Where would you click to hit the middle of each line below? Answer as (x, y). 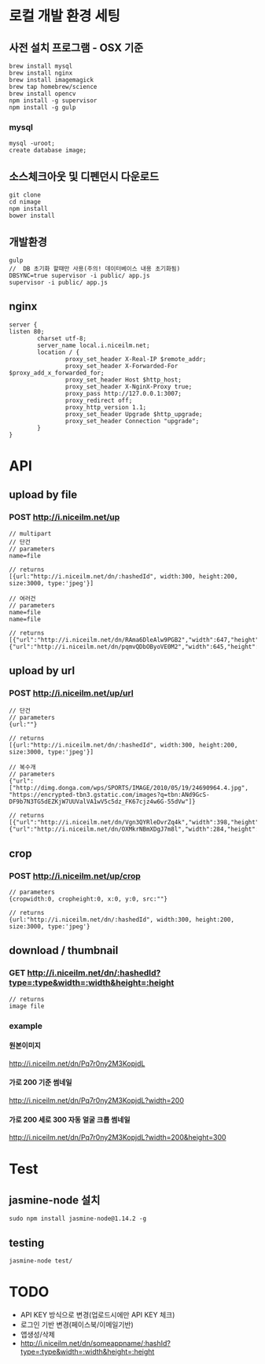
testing (27, 1242)
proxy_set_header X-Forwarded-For (121, 366)
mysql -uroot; (32, 144)
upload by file (43, 495)
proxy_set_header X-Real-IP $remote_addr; (136, 359)
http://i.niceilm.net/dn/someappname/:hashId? (96, 1343)
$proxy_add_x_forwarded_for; (57, 373)
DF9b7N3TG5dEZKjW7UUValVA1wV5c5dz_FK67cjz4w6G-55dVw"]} (102, 802)
